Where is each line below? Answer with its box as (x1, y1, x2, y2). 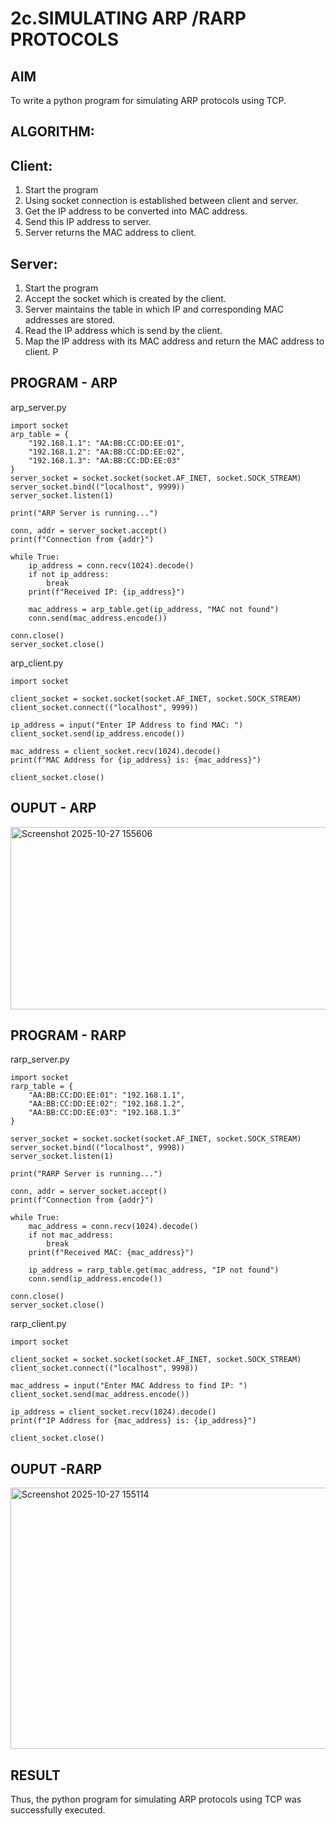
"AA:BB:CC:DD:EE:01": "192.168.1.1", (28, 1090, 186, 1101)
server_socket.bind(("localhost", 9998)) (10, 1143, 186, 1153)
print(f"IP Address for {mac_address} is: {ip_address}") (10, 1416, 257, 1426)
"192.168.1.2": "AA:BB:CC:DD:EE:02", (28, 447, 186, 457)
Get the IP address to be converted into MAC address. (24, 205, 248, 217)
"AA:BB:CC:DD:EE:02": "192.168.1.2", (28, 1099, 186, 1109)
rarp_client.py (10, 1318, 67, 1330)
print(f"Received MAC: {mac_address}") (28, 1248, 195, 1258)
